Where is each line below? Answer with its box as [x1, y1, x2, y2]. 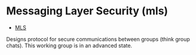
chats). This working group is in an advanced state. [6, 42, 133, 49]
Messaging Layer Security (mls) [6, 4, 169, 18]
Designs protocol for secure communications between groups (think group [6, 35, 190, 42]
